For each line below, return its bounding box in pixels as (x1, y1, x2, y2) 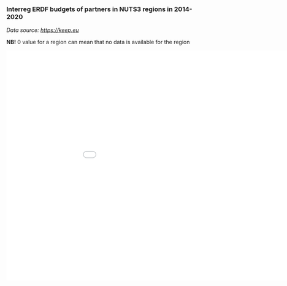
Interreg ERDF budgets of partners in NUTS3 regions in (6, 5, 173, 14)
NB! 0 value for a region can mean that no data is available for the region (6, 39, 190, 46)
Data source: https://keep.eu (6, 26, 79, 34)
